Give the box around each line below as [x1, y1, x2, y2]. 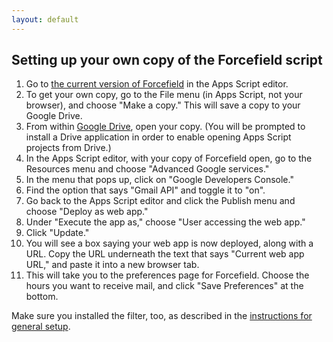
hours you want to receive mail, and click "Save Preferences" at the [25, 280, 304, 292]
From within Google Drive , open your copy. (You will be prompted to [25, 121, 306, 133]
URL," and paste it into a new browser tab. [25, 259, 200, 271]
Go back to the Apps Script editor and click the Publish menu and [25, 195, 296, 207]
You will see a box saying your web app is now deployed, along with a [25, 237, 314, 250]
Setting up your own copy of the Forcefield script [11, 52, 323, 69]
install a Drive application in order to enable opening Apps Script [25, 131, 292, 143]
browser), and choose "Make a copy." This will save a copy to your [25, 99, 301, 111]
